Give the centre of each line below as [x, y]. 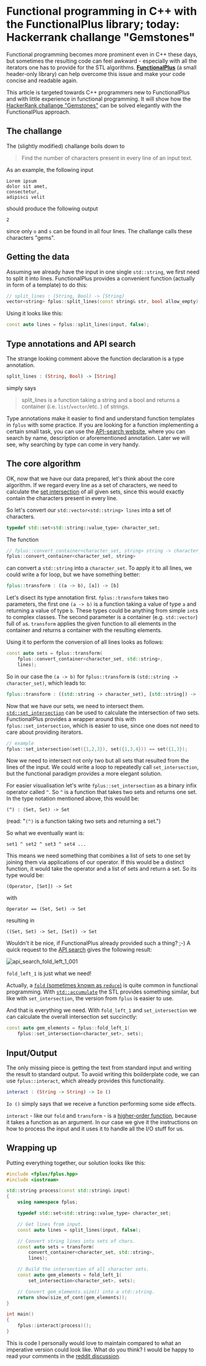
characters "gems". [31, 237]
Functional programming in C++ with [102, 11]
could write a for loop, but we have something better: [74, 574]
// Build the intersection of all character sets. [83, 1269]
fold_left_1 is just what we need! [49, 973]
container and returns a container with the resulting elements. [84, 630]
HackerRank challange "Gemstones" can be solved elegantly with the [94, 105]
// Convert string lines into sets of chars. [77, 1241]
